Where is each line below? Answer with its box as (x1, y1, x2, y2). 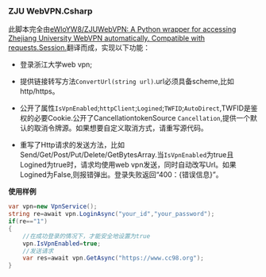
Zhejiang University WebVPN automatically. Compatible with (8, 33, 205, 43)
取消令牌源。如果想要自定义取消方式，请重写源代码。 (33, 123, 208, 133)
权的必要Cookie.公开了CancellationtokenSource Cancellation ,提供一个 (19, 113, 251, 123)
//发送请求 (22, 247, 54, 255)
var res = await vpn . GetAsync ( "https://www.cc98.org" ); (22, 254, 204, 263)
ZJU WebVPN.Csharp (8, 6, 93, 17)
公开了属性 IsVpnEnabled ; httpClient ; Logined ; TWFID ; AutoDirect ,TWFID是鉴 (19, 103, 258, 113)
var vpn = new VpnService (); (8, 202, 98, 211)
